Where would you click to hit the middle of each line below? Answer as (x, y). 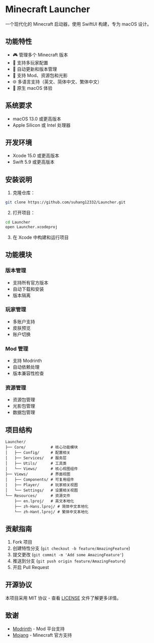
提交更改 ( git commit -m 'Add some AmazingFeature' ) (68, 555)
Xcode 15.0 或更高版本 (36, 156)
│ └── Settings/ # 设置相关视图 (42, 490)
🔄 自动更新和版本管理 (35, 69)
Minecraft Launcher (48, 9)
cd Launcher (18, 222)
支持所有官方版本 (30, 282)
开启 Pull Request (31, 567)
